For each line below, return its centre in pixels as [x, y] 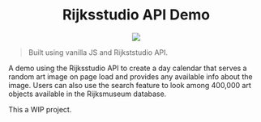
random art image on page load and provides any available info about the [130, 76]
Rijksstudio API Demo [136, 15]
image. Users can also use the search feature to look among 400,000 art [130, 85]
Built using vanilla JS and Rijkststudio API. [98, 52]
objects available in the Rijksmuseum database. [88, 94]
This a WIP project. [40, 109]
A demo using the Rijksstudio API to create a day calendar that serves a [128, 68]
